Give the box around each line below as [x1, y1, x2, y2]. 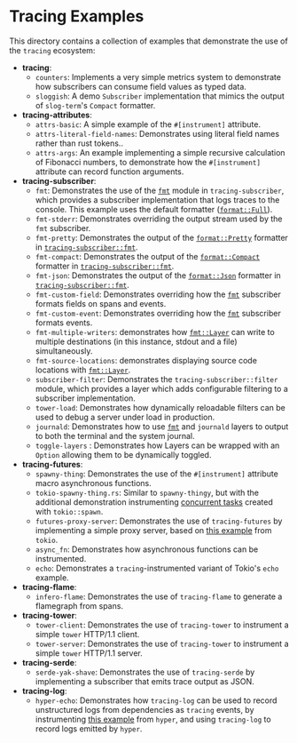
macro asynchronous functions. [35, 477, 152, 488]
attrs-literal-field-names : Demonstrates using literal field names [35, 128, 280, 139]
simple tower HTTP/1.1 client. [35, 628, 140, 639]
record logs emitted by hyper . [35, 723, 143, 734]
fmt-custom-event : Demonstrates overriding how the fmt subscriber [35, 308, 281, 318]
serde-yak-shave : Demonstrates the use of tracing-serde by [35, 667, 255, 677]
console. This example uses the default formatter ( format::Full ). [35, 204, 273, 214]
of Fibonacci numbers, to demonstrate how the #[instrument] [35, 156, 262, 167]
